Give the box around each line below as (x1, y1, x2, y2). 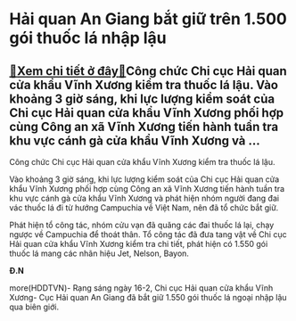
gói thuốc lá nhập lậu (9, 28, 167, 48)
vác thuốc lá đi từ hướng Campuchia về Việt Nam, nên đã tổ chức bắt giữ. (9, 202, 279, 213)
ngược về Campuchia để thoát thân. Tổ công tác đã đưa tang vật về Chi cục (9, 229, 287, 240)
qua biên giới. (9, 301, 60, 312)
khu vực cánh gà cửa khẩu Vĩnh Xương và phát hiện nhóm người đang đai (9, 193, 279, 203)
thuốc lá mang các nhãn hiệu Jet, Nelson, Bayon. (9, 248, 190, 259)
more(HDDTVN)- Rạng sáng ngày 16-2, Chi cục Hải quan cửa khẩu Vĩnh (9, 283, 274, 293)
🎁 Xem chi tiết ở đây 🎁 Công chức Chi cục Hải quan (9, 63, 287, 78)
